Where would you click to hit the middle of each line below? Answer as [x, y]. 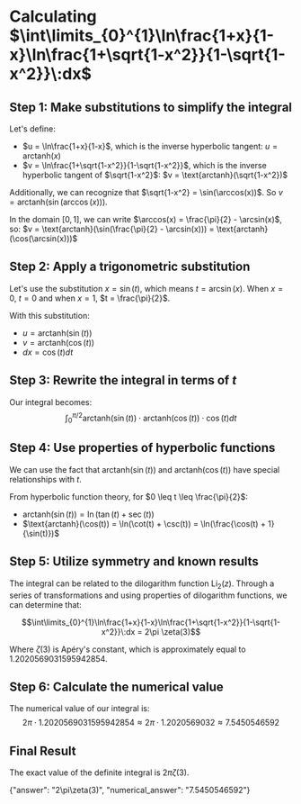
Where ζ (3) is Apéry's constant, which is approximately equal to [128, 649]
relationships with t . [46, 479]
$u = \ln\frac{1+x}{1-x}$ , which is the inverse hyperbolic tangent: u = [150, 146]
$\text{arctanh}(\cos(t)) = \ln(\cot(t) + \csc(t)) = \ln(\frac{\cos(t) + [144, 523]
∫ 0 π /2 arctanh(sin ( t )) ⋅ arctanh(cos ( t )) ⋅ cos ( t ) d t [151, 418]
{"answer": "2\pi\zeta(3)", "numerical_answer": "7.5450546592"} [130, 790]
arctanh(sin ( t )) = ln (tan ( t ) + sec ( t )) [88, 514]
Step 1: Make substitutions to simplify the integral [151, 107]
